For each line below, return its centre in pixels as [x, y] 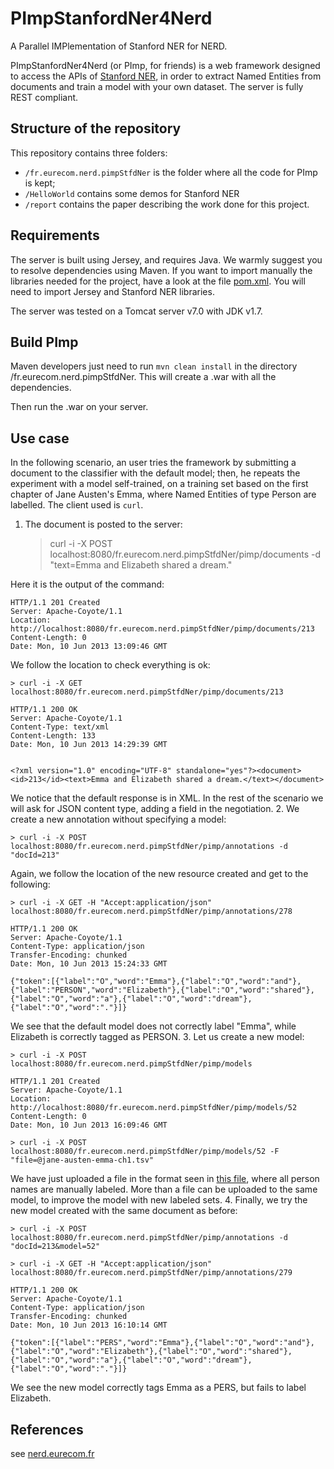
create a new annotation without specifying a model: [118, 819]
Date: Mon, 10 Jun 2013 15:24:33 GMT [89, 964]
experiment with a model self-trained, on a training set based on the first [159, 484]
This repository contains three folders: [89, 153]
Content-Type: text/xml [60, 727]
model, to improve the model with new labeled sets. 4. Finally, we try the [159, 1200]
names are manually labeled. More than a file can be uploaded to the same [164, 1189]
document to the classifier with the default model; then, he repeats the [155, 473]
